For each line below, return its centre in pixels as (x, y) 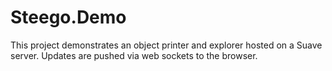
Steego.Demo (68, 17)
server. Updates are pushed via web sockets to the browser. (134, 55)
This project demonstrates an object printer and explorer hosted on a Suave (166, 45)
